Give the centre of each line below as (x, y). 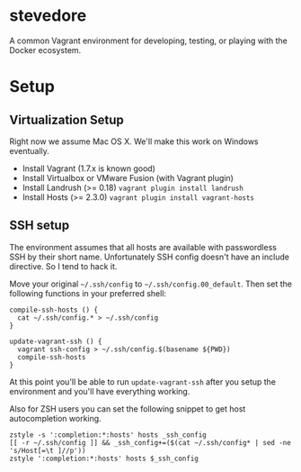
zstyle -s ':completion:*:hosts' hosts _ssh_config (108, 435)
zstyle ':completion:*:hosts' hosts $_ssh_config (104, 458)
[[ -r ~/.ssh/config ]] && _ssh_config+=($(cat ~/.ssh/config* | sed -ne (150, 442)
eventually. (29, 150)
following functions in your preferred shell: (88, 293)
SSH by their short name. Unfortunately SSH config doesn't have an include (150, 257)
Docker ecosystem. (45, 50)
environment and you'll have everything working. (100, 391)
